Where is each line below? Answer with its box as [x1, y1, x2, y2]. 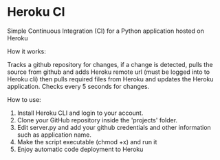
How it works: [7, 47, 47, 55]
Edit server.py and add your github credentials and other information [16, 123, 211, 131]
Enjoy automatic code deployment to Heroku [16, 145, 144, 153]
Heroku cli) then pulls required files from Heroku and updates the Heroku [7, 75, 214, 83]
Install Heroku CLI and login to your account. [16, 109, 144, 117]
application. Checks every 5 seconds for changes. [7, 82, 150, 90]
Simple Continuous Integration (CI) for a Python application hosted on [7, 27, 205, 35]
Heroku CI [7, 4, 65, 20]
